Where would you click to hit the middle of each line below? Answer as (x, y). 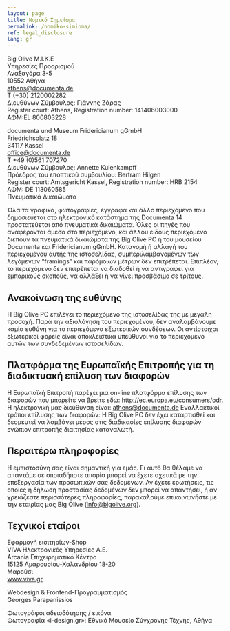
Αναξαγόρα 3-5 (30, 74)
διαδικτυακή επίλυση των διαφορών (89, 376)
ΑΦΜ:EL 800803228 (37, 117)
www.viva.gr (25, 579)
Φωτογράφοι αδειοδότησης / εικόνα (59, 613)
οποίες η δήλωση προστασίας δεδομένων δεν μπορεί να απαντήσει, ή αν (112, 490)
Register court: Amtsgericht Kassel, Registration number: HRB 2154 (103, 182)
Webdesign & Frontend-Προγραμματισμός (67, 592)
